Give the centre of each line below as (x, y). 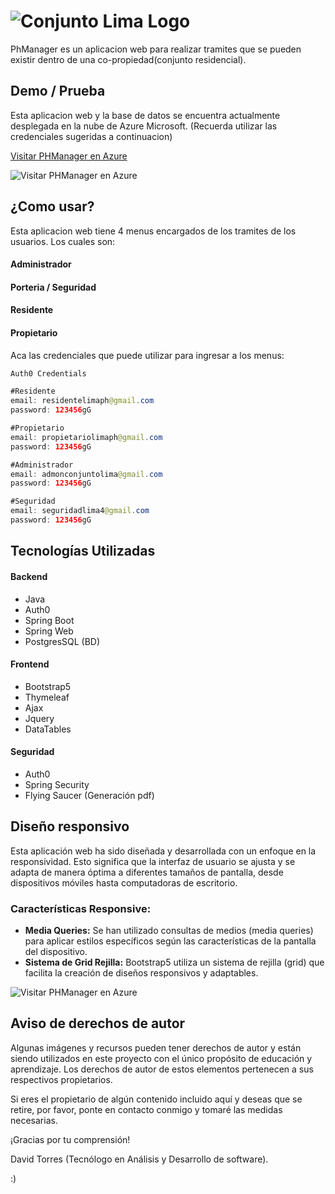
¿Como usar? (52, 206)
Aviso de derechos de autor (98, 1023)
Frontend (30, 664)
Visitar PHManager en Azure (69, 156)
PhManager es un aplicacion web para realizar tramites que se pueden (156, 49)
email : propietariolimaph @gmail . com (86, 437)
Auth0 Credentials (48, 373)
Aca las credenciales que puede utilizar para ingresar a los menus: (147, 355)
